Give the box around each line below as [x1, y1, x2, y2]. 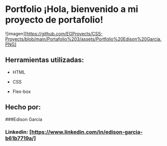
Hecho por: [5, 103, 41, 111]
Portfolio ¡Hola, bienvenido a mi [5, 3, 138, 15]
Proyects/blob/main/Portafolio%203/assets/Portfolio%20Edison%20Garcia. [5, 36, 162, 42]
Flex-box [12, 88, 31, 94]
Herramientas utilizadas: [5, 56, 84, 64]
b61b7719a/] [5, 135, 36, 142]
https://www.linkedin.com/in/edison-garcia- [31, 128, 143, 135]
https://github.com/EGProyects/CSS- [26, 30, 103, 36]
